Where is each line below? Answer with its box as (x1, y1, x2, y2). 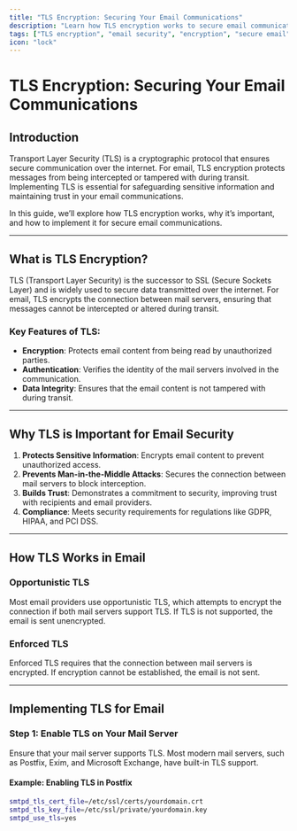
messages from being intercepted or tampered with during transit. (9, 172, 250, 183)
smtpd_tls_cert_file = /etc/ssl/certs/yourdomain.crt (9, 797, 203, 806)
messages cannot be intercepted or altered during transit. (9, 303, 219, 315)
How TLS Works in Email (9, 550, 146, 565)
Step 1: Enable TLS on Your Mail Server (9, 727, 179, 740)
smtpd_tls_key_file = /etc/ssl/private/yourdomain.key (9, 805, 208, 814)
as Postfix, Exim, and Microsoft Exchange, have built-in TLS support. (9, 757, 259, 767)
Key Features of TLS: (9, 325, 101, 338)
